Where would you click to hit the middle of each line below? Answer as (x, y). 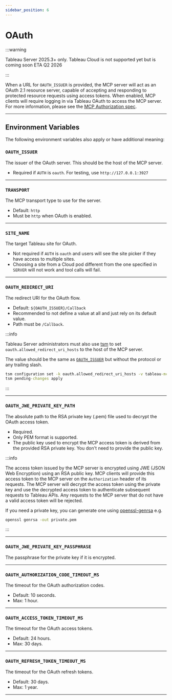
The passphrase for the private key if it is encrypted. (61, 557)
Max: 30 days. (28, 644)
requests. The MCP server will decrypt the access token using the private (83, 484)
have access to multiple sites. (44, 259)
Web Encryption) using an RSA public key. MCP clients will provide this (80, 473)
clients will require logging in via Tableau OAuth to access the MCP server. (84, 101)
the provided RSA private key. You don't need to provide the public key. (88, 448)
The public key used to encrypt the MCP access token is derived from (86, 442)
